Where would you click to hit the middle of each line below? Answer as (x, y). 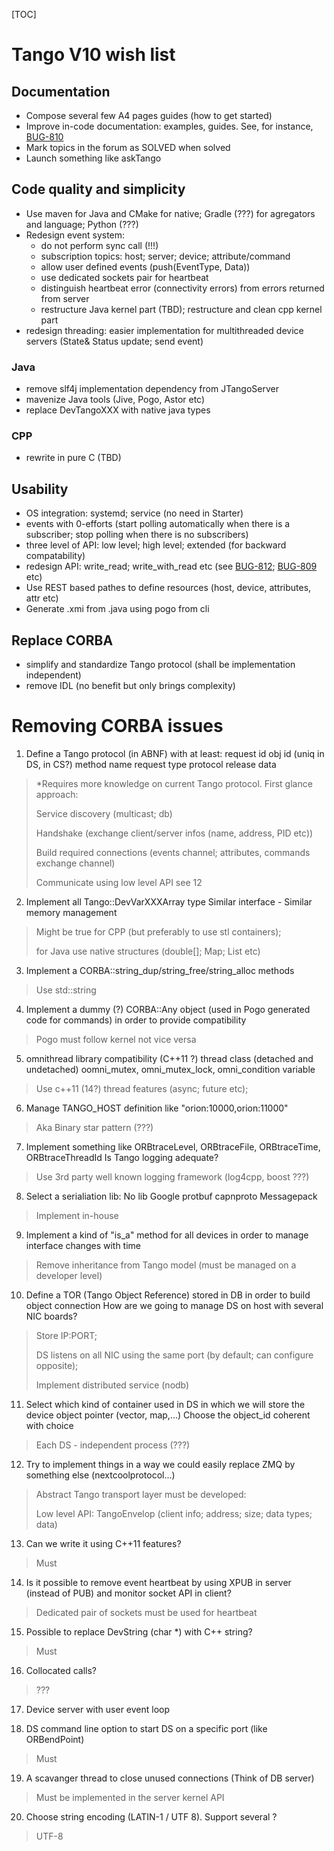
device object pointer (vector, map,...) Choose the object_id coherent (168, 1415)
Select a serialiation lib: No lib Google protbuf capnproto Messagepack (171, 1196)
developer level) (69, 1275)
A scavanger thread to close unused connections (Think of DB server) (170, 1778)
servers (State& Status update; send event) (114, 341)
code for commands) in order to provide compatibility (136, 1020)
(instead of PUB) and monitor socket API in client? (128, 1593)
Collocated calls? (61, 1670)
